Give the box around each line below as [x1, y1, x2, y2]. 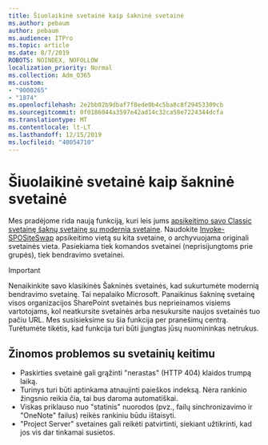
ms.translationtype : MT [8, 116, 88, 124]
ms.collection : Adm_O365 [8, 71, 91, 79]
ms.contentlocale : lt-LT [8, 123, 91, 131]
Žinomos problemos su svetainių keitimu [8, 347, 216, 360]
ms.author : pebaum [8, 19, 70, 27]
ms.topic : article [8, 42, 70, 50]
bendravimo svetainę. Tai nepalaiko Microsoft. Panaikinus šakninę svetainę [8, 290, 255, 299]
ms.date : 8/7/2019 [8, 49, 70, 57]
